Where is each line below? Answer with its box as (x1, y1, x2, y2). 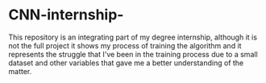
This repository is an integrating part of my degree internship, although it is (8, 32, 258, 42)
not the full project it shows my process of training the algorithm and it (8, 40, 242, 50)
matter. (8, 66, 32, 76)
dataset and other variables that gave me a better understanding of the (8, 58, 244, 68)
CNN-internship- (8, 6, 124, 24)
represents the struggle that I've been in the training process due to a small (8, 49, 258, 59)
